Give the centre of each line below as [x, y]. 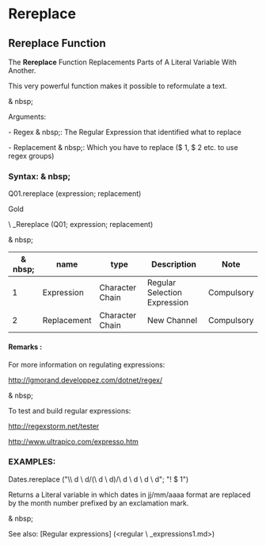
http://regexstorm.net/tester [54, 426]
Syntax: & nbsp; [40, 176]
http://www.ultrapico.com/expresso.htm [73, 441]
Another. [22, 71]
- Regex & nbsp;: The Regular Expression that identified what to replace [125, 132]
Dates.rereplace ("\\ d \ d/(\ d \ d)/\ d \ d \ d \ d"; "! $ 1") [99, 479]
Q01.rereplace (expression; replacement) [75, 194]
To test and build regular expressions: [70, 410]
